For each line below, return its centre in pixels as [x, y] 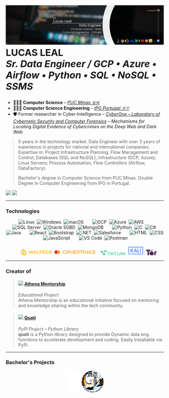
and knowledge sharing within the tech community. [71, 306]
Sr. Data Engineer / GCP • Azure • [81, 64]
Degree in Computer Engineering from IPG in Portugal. [74, 183]
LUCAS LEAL [35, 53]
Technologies [23, 211]
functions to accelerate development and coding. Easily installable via [90, 339]
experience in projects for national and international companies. [84, 147]
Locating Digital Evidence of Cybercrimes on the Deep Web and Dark [85, 126]
